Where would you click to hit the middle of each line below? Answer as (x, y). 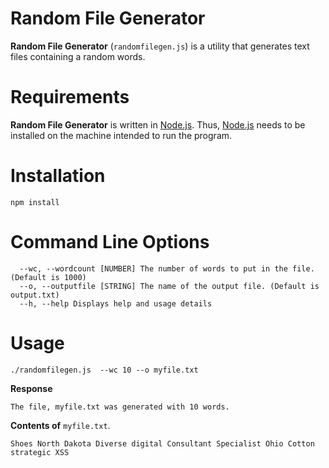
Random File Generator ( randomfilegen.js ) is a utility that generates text (160, 46)
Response (31, 388)
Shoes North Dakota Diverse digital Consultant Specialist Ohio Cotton (162, 443)
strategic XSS (40, 452)
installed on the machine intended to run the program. (121, 135)
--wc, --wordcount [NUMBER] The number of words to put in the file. (167, 268)
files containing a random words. (78, 56)
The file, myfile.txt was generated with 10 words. (120, 407)
